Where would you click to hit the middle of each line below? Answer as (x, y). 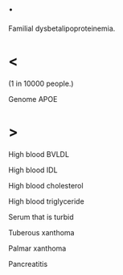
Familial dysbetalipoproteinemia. (62, 28)
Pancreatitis (28, 264)
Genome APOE (33, 99)
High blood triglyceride (46, 201)
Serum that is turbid (41, 217)
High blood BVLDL (39, 154)
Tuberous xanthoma (41, 232)
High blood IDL (33, 170)
